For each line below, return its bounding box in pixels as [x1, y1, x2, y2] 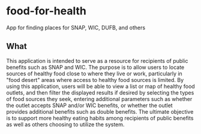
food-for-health [6, 4, 87, 18]
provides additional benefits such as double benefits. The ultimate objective [6, 108, 194, 115]
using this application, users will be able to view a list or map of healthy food [6, 83, 195, 90]
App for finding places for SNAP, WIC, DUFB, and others [6, 24, 146, 31]
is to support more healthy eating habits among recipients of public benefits [6, 114, 194, 121]
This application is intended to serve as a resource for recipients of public [6, 57, 188, 64]
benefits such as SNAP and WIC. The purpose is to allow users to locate [6, 63, 185, 71]
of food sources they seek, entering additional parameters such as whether [6, 95, 193, 102]
